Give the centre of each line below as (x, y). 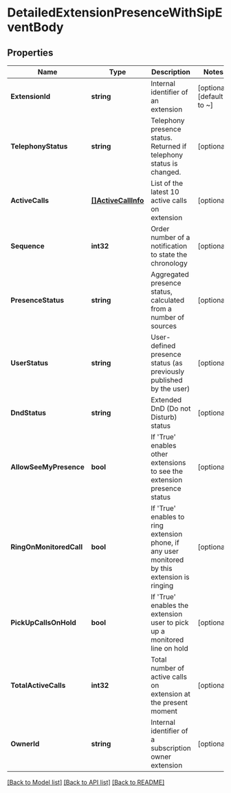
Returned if (169, 146)
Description (170, 72)
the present (169, 703)
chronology (169, 263)
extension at (170, 694)
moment (164, 711)
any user (165, 551)
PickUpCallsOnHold (44, 622)
